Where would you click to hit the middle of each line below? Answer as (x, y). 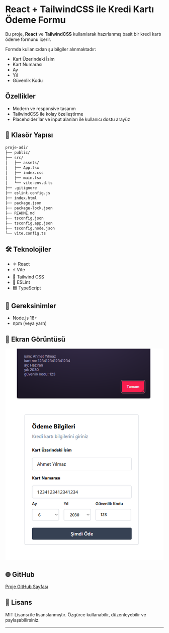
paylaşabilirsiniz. (23, 620)
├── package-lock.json (29, 208)
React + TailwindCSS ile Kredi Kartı (80, 9)
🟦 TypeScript (27, 288)
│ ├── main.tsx (23, 178)
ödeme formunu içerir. (28, 39)
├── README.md (20, 213)
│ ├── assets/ (22, 163)
